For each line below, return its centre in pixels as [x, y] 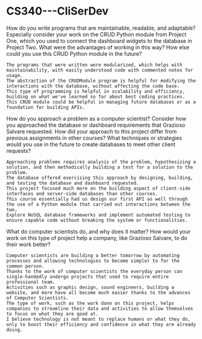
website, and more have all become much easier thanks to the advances [98, 292]
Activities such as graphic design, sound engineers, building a [90, 287]
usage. [15, 75]
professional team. [31, 282]
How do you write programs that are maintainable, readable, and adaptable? [101, 28]
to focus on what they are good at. [52, 314]
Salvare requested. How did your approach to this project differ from [92, 131]
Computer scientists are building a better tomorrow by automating [93, 255]
